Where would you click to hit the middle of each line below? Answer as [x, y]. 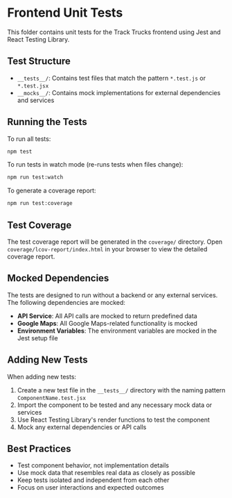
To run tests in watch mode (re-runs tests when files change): [95, 165]
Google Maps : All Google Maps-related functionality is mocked [107, 323]
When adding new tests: [42, 376]
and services [36, 100]
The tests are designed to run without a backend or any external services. [113, 295]
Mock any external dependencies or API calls [82, 427]
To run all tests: [29, 139]
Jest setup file [37, 338]
